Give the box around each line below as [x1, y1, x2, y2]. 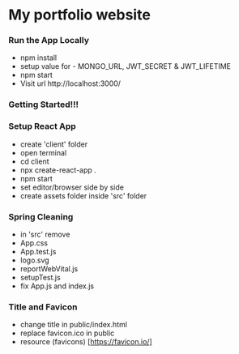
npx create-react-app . [19, 164, 97, 175]
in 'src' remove [19, 229, 70, 239]
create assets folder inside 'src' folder [19, 190, 147, 200]
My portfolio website [8, 6, 152, 24]
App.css [19, 238, 49, 248]
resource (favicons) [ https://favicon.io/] [19, 337, 152, 347]
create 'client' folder [19, 139, 88, 149]
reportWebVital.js [19, 264, 79, 273]
